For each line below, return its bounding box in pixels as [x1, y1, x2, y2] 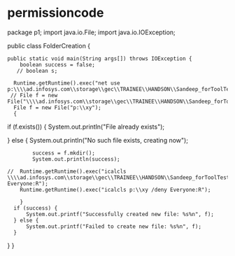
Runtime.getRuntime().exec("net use [13, 79, 120, 87]
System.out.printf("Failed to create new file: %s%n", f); [25, 222, 201, 230]
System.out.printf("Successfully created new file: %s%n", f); [25, 211, 215, 218]
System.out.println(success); [32, 155, 120, 162]
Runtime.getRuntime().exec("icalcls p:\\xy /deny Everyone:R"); [20, 186, 211, 193]
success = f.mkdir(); [32, 149, 96, 157]
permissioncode [7, 5, 104, 21]
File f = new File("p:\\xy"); [13, 104, 101, 111]
